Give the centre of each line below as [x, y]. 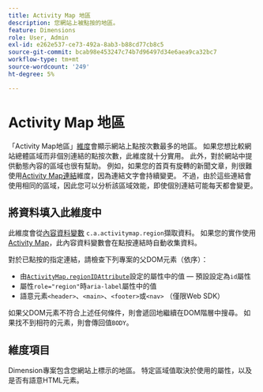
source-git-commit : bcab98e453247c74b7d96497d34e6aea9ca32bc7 [113, 52]
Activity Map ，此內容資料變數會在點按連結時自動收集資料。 [105, 243]
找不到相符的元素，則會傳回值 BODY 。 [74, 323]
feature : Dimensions [42, 30]
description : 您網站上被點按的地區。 [64, 23]
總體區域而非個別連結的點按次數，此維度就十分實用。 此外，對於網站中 [130, 155]
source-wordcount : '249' [49, 67]
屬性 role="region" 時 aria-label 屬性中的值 [88, 286]
